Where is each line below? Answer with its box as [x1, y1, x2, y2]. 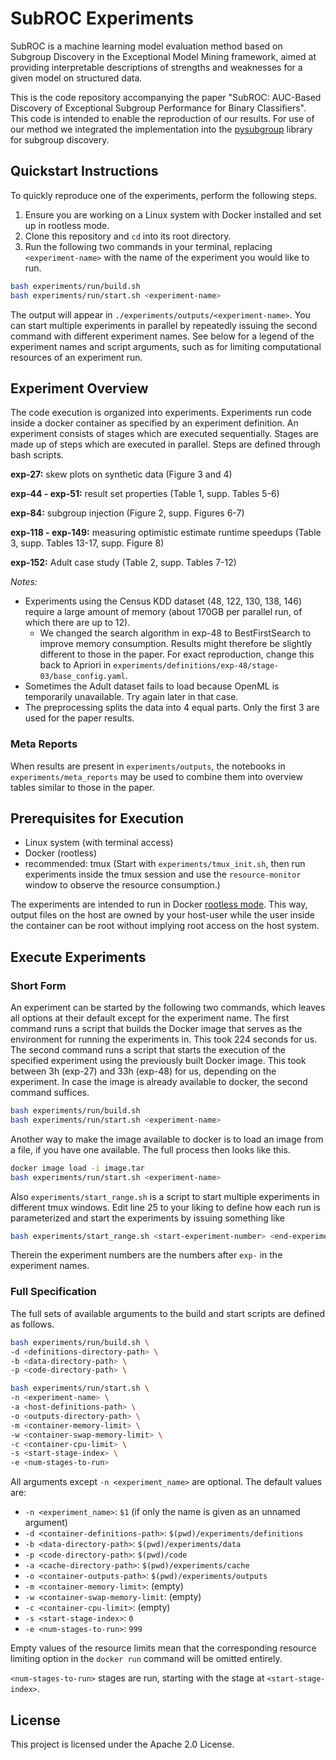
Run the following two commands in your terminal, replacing [24, 240, 273, 252]
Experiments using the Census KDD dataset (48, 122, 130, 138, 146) [24, 595, 303, 607]
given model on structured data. [10, 72, 143, 84]
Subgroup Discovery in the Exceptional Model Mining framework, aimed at [10, 50, 317, 62]
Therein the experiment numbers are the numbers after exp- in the [10, 1249, 283, 1261]
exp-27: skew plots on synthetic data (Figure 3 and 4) [10, 468, 233, 481]
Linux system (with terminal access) [24, 837, 174, 849]
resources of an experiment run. [10, 351, 143, 363]
